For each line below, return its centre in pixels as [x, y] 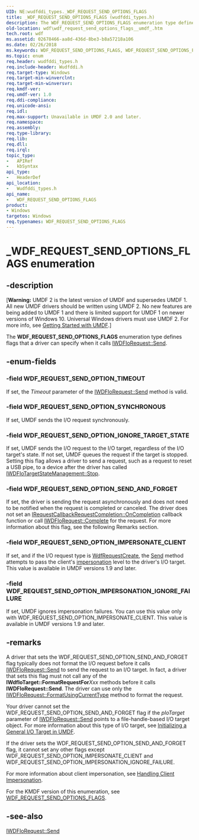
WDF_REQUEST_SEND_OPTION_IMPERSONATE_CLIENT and [80, 756]
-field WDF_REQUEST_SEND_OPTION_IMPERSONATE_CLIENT [96, 543]
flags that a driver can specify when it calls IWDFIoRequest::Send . [87, 343]
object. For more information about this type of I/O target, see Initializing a [97, 725]
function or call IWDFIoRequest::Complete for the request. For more [89, 521]
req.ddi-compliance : [32, 100]
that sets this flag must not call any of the [57, 676]
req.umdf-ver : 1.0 [29, 95]
